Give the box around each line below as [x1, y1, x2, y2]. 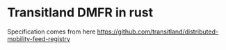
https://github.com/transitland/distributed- [97, 27, 219, 36]
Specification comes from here [7, 27, 96, 36]
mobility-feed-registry [7, 34, 71, 42]
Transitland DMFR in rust [7, 5, 154, 21]
